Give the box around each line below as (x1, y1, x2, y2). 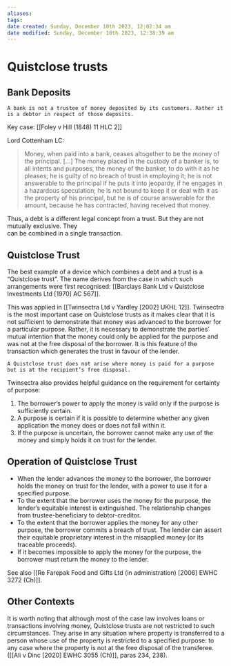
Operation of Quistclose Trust (7, 456, 138, 468)
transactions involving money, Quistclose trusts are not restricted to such (7, 621, 215, 629)
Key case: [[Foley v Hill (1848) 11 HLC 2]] (7, 123, 123, 131)
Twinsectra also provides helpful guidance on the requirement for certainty (7, 379, 221, 387)
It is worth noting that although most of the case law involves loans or (7, 614, 205, 622)
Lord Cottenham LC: (7, 136, 65, 145)
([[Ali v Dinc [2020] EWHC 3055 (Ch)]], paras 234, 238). (7, 651, 168, 659)
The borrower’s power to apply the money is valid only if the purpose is (17, 399, 220, 408)
